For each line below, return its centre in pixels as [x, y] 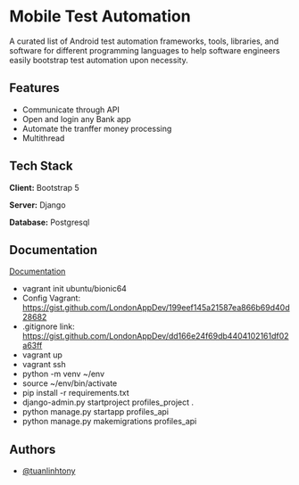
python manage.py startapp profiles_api [96, 412]
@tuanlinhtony [49, 471]
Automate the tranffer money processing [97, 128]
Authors [33, 449]
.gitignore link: [48, 326]
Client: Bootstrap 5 [45, 187]
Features [34, 88]
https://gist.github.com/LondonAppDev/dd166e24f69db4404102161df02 [155, 336]
